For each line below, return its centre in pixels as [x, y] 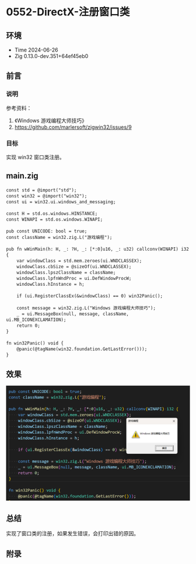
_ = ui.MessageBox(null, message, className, [73, 314]
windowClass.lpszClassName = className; [66, 272]
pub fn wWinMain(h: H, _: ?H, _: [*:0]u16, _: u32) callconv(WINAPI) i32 [98, 249]
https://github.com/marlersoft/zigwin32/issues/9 [73, 127]
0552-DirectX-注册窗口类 [68, 12]
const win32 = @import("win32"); [47, 196]
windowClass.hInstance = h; [50, 284]
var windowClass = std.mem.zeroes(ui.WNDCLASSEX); [79, 261]
